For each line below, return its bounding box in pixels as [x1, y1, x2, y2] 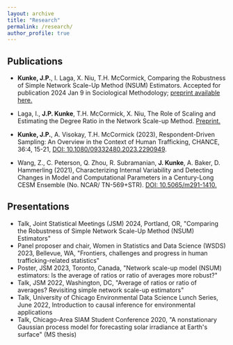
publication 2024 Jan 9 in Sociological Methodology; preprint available [17, 88, 220, 97]
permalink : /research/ [7, 23, 73, 30]
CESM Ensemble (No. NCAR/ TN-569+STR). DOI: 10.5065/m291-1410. [17, 181, 217, 189]
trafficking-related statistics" [17, 256, 99, 264]
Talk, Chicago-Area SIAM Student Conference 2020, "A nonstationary [17, 315, 218, 323]
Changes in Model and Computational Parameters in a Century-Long [17, 173, 214, 182]
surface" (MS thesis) [17, 330, 77, 338]
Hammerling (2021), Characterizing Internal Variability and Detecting [17, 166, 214, 175]
